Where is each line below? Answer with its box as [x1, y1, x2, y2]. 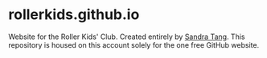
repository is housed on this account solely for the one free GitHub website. [8, 40, 260, 49]
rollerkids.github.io [8, 6, 140, 24]
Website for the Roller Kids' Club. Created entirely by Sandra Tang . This [8, 32, 245, 41]
